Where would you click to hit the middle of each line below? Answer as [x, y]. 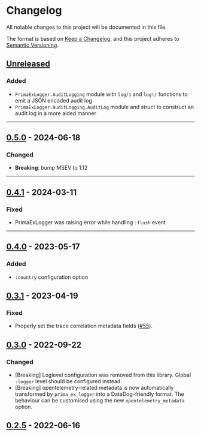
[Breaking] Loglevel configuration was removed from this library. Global [103, 375]
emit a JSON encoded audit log [54, 100]
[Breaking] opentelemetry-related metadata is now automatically [94, 388]
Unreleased [28, 64]
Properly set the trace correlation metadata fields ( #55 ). [83, 326]
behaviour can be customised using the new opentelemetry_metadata [100, 401]
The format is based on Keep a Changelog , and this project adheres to [93, 38]
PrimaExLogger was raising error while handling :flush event [90, 222]
